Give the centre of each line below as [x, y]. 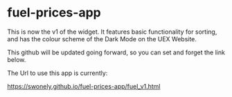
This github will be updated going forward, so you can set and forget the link [116, 52]
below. [17, 59]
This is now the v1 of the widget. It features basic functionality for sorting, [112, 32]
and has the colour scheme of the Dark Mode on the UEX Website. [102, 39]
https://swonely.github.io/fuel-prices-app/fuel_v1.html [84, 86]
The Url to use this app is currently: [57, 73]
